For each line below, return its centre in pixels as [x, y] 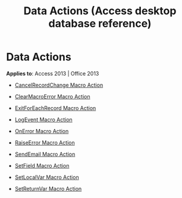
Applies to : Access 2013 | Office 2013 [53, 73]
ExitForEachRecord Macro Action [55, 108]
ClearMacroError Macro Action [52, 96]
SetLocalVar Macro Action [47, 177]
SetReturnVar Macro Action [48, 188]
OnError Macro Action [42, 131]
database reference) [100, 23]
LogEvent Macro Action [43, 120]
